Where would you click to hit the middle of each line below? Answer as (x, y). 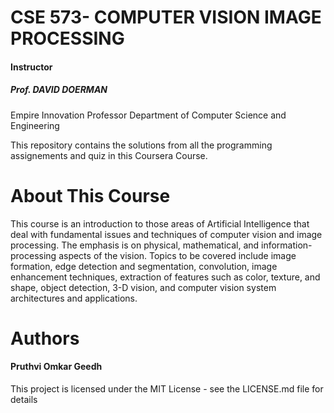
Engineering (35, 125)
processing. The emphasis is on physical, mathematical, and (135, 245)
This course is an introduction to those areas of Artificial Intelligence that (160, 223)
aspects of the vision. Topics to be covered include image (177, 255)
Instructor (31, 67)
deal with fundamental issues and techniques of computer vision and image (166, 234)
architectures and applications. (74, 298)
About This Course (90, 195)
